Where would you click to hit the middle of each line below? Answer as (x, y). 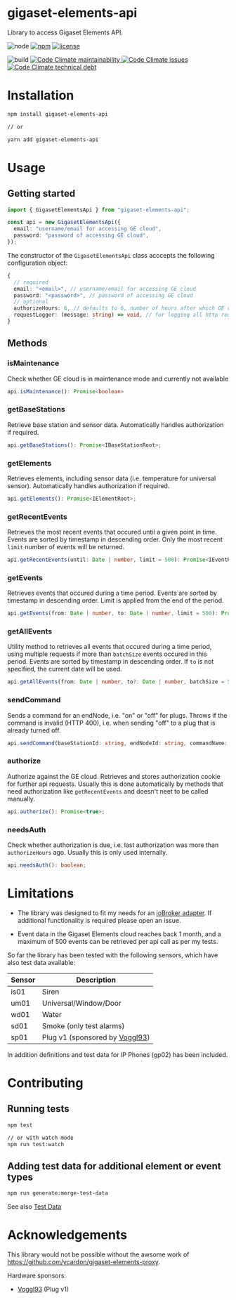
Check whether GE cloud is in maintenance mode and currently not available (118, 379)
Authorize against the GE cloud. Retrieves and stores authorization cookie (114, 776)
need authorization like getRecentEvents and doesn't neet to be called (108, 791)
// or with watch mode (40, 1138)
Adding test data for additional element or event (114, 1166)
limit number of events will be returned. (66, 547)
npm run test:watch (36, 1144)
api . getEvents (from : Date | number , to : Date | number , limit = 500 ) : (113, 613)
